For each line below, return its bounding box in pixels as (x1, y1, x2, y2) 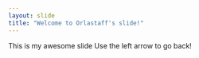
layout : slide (8, 11, 56, 20)
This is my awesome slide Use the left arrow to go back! (8, 41, 193, 50)
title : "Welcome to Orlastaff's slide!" (8, 19, 145, 27)
